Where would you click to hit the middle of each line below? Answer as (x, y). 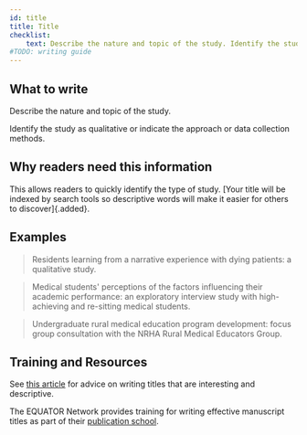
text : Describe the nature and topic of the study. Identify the (153, 43)
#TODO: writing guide (51, 52)
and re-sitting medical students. (131, 306)
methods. (27, 138)
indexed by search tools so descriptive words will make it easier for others (149, 198)
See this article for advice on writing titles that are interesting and (132, 384)
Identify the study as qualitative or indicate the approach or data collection (150, 128)
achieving (50, 306)
